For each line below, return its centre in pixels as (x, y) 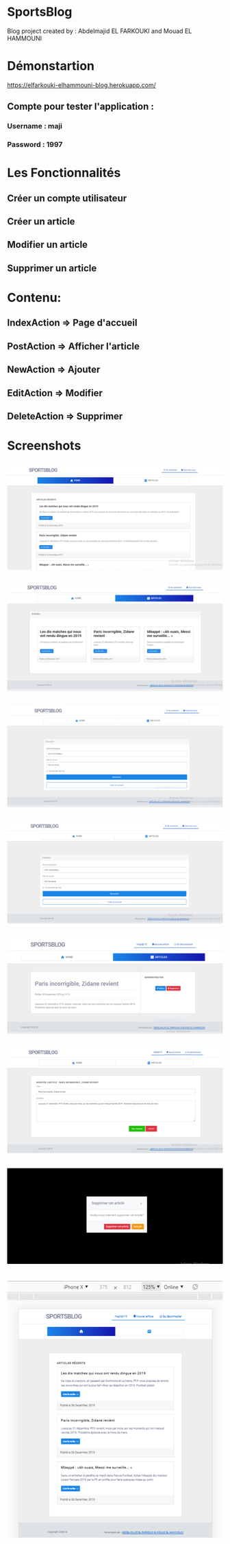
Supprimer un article (52, 268)
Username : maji (35, 126)
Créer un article (41, 221)
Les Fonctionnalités (64, 173)
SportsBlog (40, 12)
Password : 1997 (35, 145)
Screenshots (44, 446)
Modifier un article (47, 245)
